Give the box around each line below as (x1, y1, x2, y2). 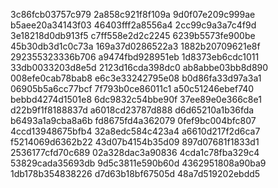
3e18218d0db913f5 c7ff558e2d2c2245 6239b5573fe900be (10, 30, 256, 41)
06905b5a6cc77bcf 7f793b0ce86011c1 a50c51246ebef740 (10, 83, 255, 94)
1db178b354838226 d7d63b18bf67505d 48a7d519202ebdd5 (10, 168, 261, 179)
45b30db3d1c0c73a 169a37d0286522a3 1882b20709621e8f (10, 40, 261, 52)
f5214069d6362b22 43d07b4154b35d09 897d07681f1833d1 (10, 136, 260, 148)
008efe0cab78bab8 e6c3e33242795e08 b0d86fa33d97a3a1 (10, 72, 262, 84)
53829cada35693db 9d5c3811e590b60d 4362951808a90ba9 (10, 157, 267, 169)
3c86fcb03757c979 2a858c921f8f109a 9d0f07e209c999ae (10, 9, 256, 20)
